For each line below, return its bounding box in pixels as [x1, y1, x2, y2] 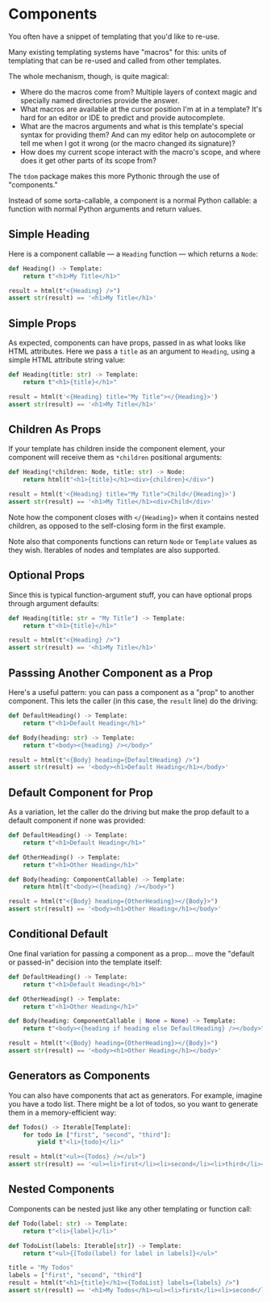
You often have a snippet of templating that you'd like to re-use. [8, 31, 220, 41]
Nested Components [8, 1183, 115, 1196]
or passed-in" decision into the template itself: [8, 957, 163, 967]
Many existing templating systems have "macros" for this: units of [8, 47, 227, 57]
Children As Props [8, 422, 102, 436]
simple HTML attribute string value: [8, 355, 126, 365]
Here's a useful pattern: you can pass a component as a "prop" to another [8, 688, 255, 697]
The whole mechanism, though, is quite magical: [8, 71, 169, 81]
